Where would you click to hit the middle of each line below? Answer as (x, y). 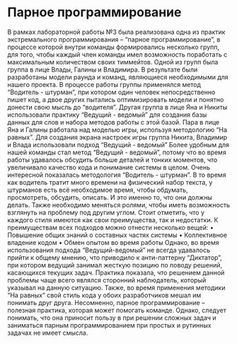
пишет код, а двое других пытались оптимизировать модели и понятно (116, 99)
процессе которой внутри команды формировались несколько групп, (114, 47)
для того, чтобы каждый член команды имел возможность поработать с (117, 55)
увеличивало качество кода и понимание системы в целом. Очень (109, 167)
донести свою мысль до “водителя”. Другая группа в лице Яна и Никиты (117, 107)
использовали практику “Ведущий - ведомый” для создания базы (107, 115)
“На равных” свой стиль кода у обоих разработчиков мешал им (104, 295)
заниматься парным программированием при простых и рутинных (109, 325)
